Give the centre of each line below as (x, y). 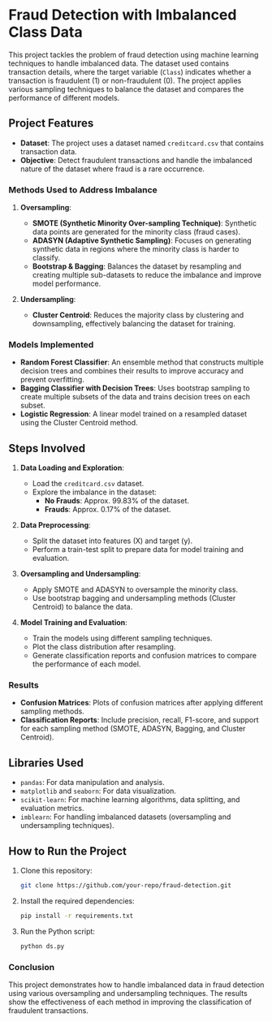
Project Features (51, 123)
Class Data (45, 32)
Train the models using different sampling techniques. (122, 638)
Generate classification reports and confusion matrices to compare (145, 656)
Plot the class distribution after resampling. (104, 647)
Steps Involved (47, 448)
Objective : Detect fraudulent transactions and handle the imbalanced (136, 160)
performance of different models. (64, 97)
